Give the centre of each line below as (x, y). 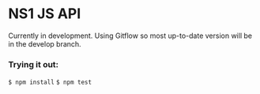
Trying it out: (34, 64)
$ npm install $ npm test (50, 83)
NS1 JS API (45, 14)
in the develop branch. (45, 43)
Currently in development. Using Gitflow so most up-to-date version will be (130, 36)
